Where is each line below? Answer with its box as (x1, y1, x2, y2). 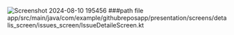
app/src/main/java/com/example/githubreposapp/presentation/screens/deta (7, 14, 227, 22)
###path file (108, 7, 144, 14)
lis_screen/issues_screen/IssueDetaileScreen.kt (7, 21, 145, 29)
